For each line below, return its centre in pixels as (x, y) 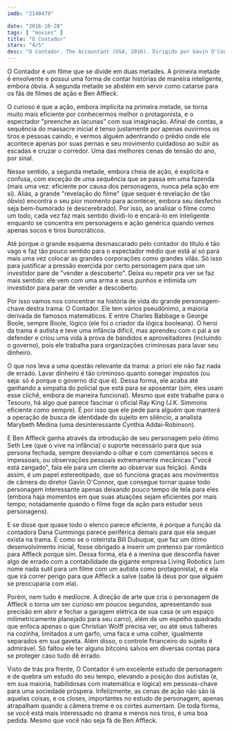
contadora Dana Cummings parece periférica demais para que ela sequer (112, 532)
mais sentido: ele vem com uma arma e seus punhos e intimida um (102, 280)
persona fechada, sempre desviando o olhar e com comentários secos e (110, 453)
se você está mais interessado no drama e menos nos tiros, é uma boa (108, 713)
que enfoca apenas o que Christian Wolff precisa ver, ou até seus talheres (112, 626)
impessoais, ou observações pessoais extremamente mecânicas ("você (109, 460)
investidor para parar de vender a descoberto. (73, 288)
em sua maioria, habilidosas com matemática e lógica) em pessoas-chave (112, 684)
